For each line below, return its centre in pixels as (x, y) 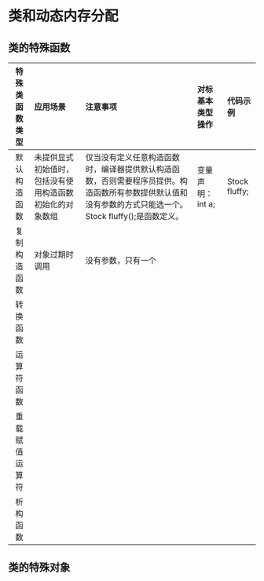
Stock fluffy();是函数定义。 (134, 216)
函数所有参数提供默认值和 (141, 193)
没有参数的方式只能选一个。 (137, 205)
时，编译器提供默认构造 (129, 169)
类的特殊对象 (39, 567)
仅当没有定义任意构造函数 (133, 157)
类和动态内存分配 (64, 16)
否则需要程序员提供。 (141, 181)
